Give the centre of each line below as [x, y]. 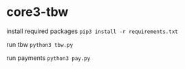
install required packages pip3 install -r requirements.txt [92, 31]
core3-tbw [37, 12]
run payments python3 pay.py [48, 58]
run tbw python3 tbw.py [40, 44]
